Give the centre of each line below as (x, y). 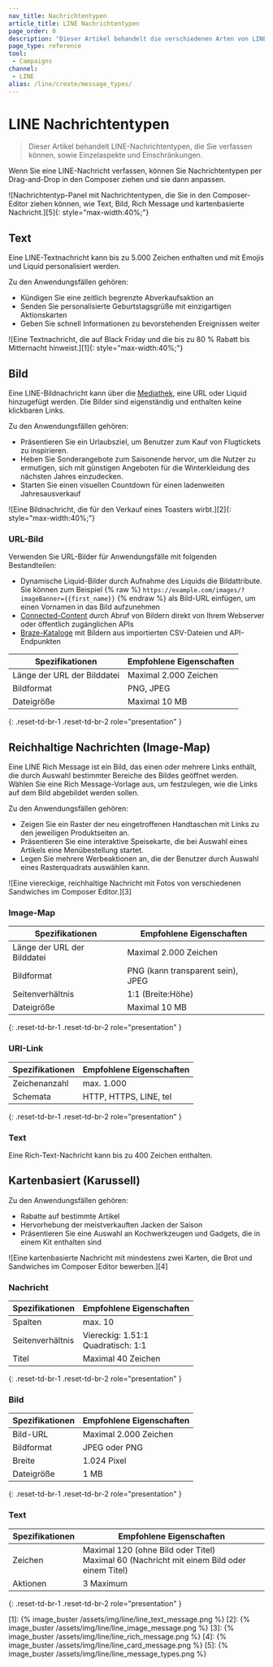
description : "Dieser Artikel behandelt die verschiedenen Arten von (129, 39)
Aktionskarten (43, 315)
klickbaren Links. (37, 410)
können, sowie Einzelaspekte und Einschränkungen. (115, 155)
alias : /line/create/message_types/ (70, 84)
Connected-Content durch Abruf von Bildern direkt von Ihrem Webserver (142, 616)
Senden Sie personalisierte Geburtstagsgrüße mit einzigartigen (126, 306)
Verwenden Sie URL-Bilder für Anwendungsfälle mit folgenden (113, 556)
